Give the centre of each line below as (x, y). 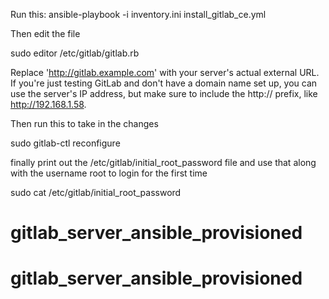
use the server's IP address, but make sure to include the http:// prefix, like (164, 93)
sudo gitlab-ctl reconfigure (65, 143)
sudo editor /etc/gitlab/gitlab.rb (75, 53)
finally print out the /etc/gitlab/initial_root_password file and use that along (163, 162)
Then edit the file (45, 33)
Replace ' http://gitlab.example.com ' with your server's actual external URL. (165, 72)
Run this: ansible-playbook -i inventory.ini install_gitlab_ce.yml (138, 14)
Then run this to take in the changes (84, 123)
